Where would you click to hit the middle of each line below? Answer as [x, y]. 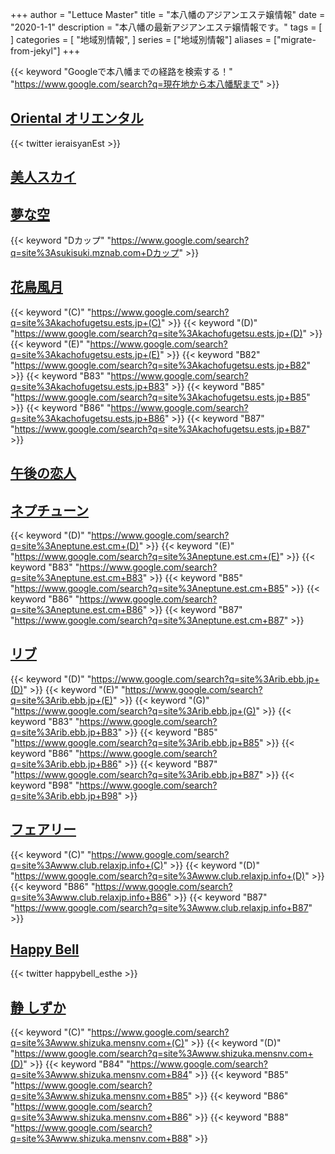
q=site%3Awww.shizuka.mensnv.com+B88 [99, 1139]
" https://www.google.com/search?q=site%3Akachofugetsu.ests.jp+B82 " [161, 365]
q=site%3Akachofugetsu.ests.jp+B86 [87, 418]
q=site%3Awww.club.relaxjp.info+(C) [87, 865]
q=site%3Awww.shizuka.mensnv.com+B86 [99, 1117]
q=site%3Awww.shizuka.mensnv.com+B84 [99, 1075]
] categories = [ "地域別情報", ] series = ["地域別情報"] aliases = [141, 39]
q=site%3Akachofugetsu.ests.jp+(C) [86, 322]
